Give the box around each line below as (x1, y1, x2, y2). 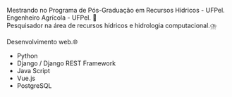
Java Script (16, 67, 50, 75)
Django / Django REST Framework (16, 59, 116, 67)
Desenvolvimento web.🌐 (6, 38, 78, 46)
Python (16, 52, 38, 60)
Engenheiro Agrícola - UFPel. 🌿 (6, 13, 97, 22)
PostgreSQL (16, 82, 52, 90)
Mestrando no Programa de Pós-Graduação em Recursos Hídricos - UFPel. (6, 6, 225, 14)
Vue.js (16, 74, 36, 82)
